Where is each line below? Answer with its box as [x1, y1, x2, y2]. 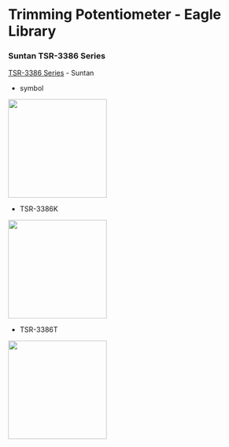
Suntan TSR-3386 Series [8, 50, 106, 61]
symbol [19, 84, 44, 93]
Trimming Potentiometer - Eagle [8, 6, 222, 24]
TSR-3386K [19, 204, 59, 214]
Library [8, 22, 57, 40]
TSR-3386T [19, 325, 58, 334]
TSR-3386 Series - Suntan [8, 69, 94, 78]
